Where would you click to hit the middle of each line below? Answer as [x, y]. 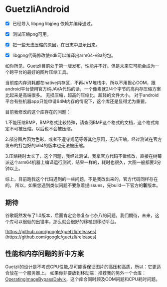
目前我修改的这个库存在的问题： [38, 112]
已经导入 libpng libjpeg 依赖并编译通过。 [54, 23]
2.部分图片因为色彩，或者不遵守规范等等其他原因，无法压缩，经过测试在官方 [83, 139]
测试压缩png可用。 [32, 34]
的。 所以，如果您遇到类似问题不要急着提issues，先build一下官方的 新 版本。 [83, 186]
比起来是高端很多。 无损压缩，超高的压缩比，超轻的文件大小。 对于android [82, 95]
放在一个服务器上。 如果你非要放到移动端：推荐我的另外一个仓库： [78, 273]
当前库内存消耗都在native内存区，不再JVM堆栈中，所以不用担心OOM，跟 [81, 83]
